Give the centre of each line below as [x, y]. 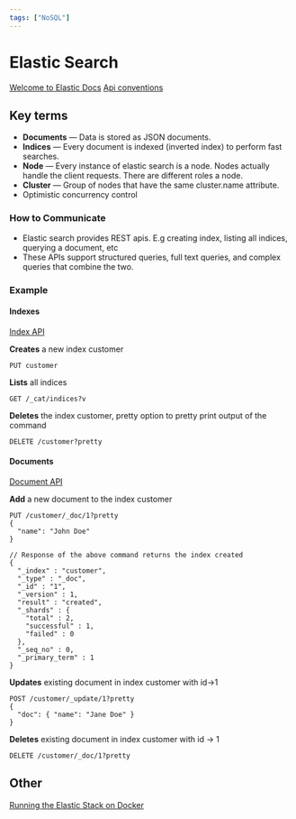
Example [29, 290]
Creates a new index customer [67, 349]
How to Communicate [58, 218]
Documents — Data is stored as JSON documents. [117, 137]
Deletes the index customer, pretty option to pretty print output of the [138, 415]
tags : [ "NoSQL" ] [40, 18]
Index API [27, 331]
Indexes [25, 311]
